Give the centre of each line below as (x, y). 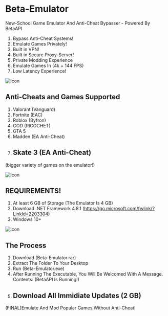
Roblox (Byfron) (29, 120)
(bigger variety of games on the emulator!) (50, 165)
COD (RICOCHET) (31, 125)
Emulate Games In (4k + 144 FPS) (48, 65)
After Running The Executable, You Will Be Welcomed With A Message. (88, 274)
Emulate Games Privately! (40, 43)
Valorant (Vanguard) (34, 109)
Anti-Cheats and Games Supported (63, 97)
